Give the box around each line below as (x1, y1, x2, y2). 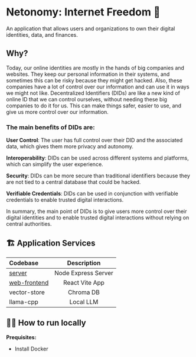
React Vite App (63, 278, 105, 286)
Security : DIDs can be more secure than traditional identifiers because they (6, 172, 191, 180)
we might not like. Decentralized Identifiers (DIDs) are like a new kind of (6, 89, 180, 97)
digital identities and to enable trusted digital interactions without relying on (6, 214, 190, 221)
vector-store (9, 288, 45, 296)
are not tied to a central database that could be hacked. (6, 179, 141, 186)
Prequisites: (6, 333, 37, 340)
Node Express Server (54, 269, 114, 277)
